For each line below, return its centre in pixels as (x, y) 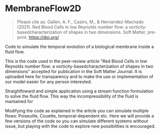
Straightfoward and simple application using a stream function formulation (79, 91)
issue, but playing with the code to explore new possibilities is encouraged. (80, 126)
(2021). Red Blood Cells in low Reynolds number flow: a (72, 27)
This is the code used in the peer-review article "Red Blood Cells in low (76, 61)
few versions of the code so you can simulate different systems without (77, 121)
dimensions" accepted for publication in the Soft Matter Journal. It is (73, 71)
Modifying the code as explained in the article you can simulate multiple (77, 111)
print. (22, 37)
